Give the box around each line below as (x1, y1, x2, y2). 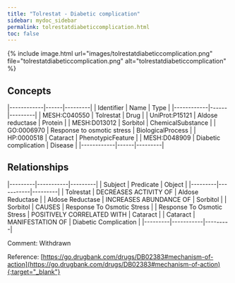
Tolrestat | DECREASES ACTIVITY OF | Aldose (65, 188, 199, 196)
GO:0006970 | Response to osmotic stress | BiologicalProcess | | (7, 126, 196, 135)
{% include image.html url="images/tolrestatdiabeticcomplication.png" (7, 49, 213, 58)
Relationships (7, 162, 69, 174)
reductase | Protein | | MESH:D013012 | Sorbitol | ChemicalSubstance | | (7, 119, 217, 127)
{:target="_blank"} (7, 267, 61, 276)
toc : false (7, 30, 40, 37)
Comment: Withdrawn (7, 239, 71, 247)
